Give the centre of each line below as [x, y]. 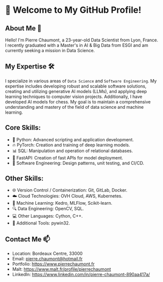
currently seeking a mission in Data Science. [50, 50]
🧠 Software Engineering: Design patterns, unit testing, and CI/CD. [78, 163]
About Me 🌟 [23, 28]
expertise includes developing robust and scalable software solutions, [76, 86]
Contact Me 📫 [28, 239]
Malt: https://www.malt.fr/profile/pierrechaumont [62, 269]
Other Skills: [24, 178]
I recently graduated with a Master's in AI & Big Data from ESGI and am [77, 45]
